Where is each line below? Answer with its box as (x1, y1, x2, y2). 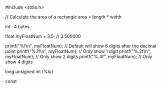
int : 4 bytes (5, 23, 30, 29)
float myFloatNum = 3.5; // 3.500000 (5, 33, 81, 39)
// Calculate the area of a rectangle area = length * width (5, 14, 121, 19)
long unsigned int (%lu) (5, 68, 53, 74)
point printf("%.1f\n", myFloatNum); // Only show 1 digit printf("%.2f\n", (5, 48, 151, 54)
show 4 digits (5, 59, 33, 64)
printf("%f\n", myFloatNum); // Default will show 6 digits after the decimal (5, 43, 156, 49)
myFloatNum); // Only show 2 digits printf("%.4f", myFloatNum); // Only (5, 53, 152, 59)
